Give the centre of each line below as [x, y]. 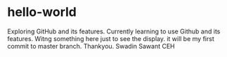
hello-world [42, 12]
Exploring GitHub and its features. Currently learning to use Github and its [114, 31]
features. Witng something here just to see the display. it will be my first [111, 38]
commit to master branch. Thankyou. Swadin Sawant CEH [91, 46]
